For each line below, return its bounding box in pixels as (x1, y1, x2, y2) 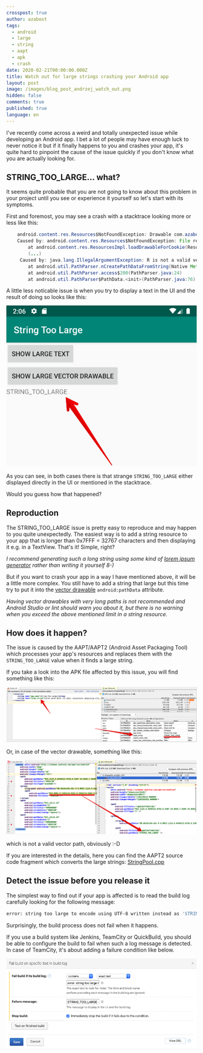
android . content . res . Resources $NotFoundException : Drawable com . (17, 231, 185, 238)
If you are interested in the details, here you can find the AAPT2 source (6, 852, 183, 859)
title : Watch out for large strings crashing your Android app (6, 73, 169, 80)
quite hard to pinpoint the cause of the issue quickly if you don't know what (6, 148, 194, 155)
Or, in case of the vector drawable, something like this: (6, 748, 142, 755)
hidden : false (6, 92, 42, 99)
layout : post (6, 80, 39, 86)
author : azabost (6, 16, 47, 22)
